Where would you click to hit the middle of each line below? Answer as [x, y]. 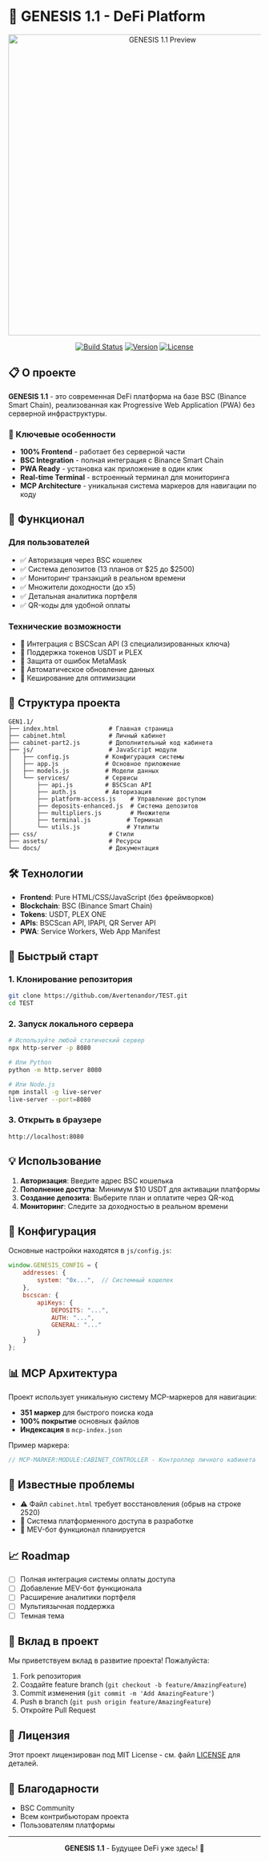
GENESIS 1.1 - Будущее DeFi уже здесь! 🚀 [134, 1848]
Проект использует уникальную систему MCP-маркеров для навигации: [133, 1397]
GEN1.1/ [21, 722]
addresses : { [44, 1273]
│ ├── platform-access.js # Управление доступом [107, 799]
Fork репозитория [50, 1676]
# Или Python [30, 1063]
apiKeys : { [55, 1303]
